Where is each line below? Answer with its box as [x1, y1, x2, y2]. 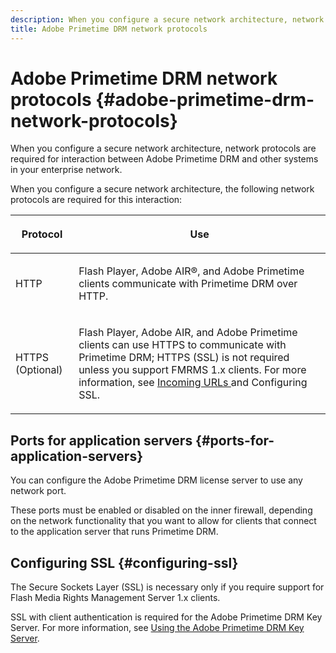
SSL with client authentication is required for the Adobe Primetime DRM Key [10, 611, 323, 623]
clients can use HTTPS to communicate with [78, 338, 287, 352]
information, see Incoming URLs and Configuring [78, 376, 308, 390]
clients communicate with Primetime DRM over [78, 277, 298, 291]
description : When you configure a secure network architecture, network [10, 14, 325, 25]
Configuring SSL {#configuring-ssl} [10, 554, 239, 571]
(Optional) [15, 363, 63, 377]
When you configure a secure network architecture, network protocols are [10, 142, 317, 155]
